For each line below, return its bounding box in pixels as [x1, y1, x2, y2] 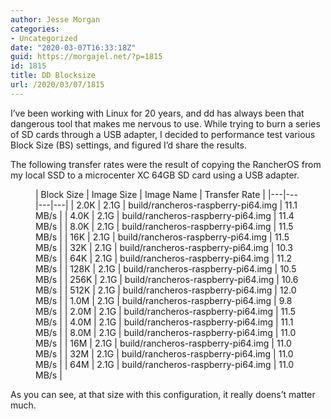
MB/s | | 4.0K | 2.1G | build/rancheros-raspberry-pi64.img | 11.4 [35, 209, 295, 221]
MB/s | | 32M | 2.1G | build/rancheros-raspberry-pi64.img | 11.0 [35, 347, 294, 360]
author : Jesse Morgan [10, 14, 101, 25]
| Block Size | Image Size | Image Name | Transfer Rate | [35, 188, 267, 200]
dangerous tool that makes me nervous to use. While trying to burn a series [10, 117, 321, 130]
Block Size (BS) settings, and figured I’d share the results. [10, 139, 247, 151]
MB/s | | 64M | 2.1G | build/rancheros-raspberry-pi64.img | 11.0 [35, 358, 295, 370]
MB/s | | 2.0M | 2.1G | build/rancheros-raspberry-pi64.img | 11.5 [35, 305, 297, 317]
